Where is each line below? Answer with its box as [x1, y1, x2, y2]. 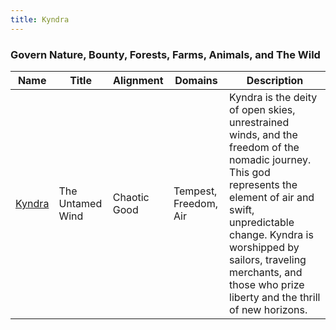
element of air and [229, 190, 315, 204]
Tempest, [173, 184, 218, 198]
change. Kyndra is [229, 227, 314, 241]
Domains [174, 73, 218, 87]
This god [229, 165, 271, 179]
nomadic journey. [229, 152, 312, 166]
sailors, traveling [229, 252, 307, 266]
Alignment [113, 73, 164, 87]
